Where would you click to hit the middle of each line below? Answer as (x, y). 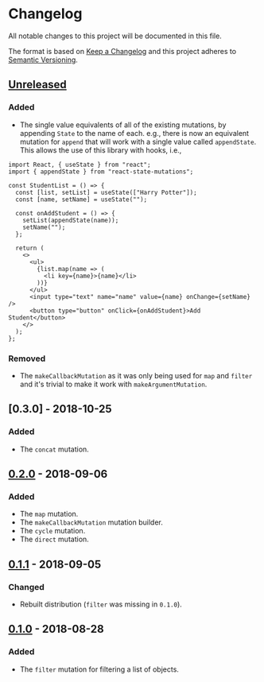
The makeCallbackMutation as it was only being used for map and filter (136, 375)
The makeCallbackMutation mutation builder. (91, 522)
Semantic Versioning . (43, 60)
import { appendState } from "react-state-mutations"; (101, 172)
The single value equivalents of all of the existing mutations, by (123, 125)
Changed (27, 587)
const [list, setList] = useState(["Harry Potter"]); (106, 192)
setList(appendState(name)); (71, 220)
